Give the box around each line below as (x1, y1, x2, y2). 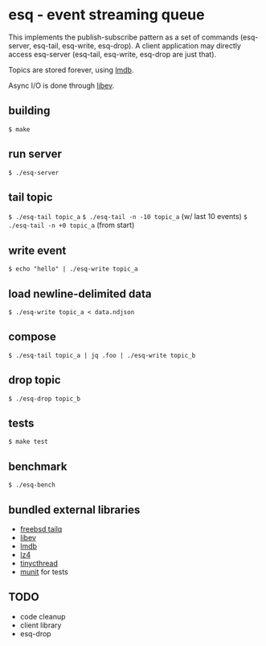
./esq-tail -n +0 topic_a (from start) (8, 220, 135, 230)
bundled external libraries (8, 503, 141, 516)
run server (8, 147, 63, 161)
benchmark (8, 459, 68, 473)
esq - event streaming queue (8, 6, 205, 24)
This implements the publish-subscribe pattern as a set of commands (8, 32, 239, 42)
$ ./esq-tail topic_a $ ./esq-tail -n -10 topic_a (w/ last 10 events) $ (8, 212, 248, 222)
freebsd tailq (19, 524, 63, 534)
